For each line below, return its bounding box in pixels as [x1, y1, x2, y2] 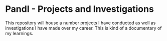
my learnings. [5, 30, 34, 36]
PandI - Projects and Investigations [5, 3, 154, 15]
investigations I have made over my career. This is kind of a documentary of [5, 25, 162, 31]
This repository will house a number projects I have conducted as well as [5, 20, 156, 26]
